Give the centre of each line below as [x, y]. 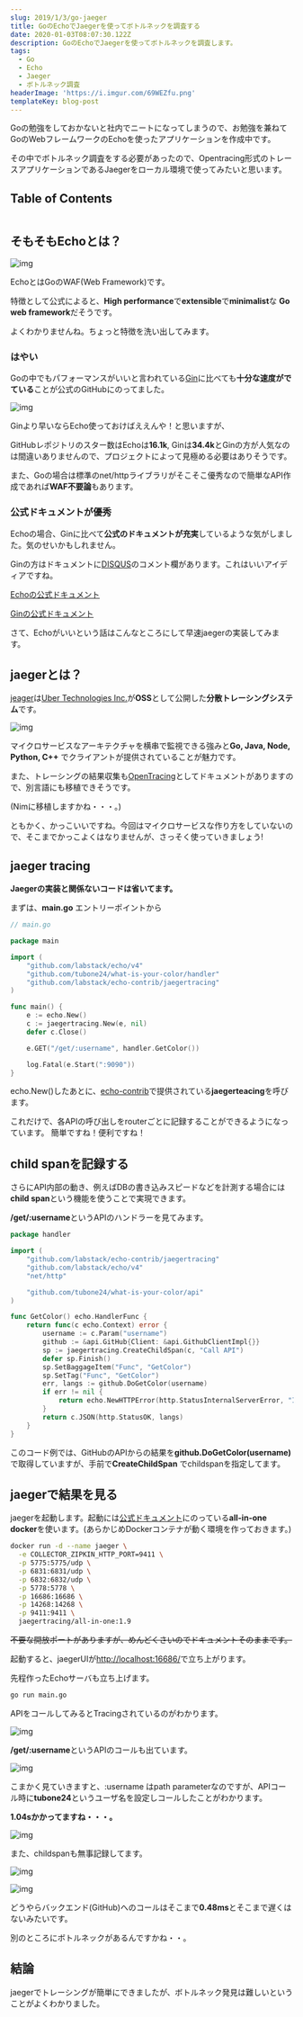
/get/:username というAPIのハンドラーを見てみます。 [109, 1218]
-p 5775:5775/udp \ [55, 1563]
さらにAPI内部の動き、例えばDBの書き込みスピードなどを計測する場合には [148, 1188]
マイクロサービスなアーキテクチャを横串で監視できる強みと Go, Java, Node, [150, 746]
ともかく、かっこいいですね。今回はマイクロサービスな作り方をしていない [148, 826]
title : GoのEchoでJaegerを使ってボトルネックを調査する [105, 26]
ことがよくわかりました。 [58, 2004]
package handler [40, 1235]
